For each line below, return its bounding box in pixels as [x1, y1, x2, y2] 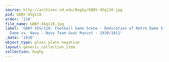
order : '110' [5, 16, 33, 21]
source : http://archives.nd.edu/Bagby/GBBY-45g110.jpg [5, 7, 123, 12]
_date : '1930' [5, 35, 35, 40]
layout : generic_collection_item [5, 44, 75, 49]
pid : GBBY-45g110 [5, 12, 42, 17]
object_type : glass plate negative [5, 40, 80, 45]
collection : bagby [5, 49, 44, 54]
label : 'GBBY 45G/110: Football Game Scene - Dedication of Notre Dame [5, 26, 158, 31]
